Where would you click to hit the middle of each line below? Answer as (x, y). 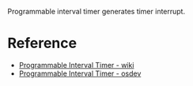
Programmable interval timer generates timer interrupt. (96, 11)
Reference (42, 43)
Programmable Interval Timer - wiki (76, 65)
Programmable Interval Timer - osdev (80, 73)
